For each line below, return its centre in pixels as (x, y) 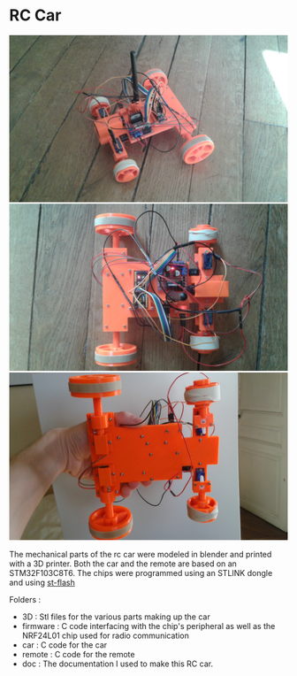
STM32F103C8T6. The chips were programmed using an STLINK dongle (141, 572)
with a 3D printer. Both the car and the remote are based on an (123, 564)
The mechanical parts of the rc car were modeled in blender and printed (141, 554)
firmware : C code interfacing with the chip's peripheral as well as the (148, 626)
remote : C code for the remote (78, 654)
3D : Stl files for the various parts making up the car (116, 617)
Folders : (25, 599)
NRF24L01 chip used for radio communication (106, 635)
